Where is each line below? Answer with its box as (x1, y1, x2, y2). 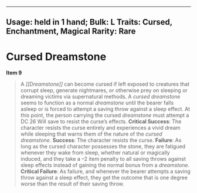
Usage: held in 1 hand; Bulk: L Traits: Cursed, (6, 17, 173, 27)
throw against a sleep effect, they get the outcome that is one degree (20, 174, 188, 181)
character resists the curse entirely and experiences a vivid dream (20, 124, 181, 131)
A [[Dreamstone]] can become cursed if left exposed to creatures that (20, 80, 190, 88)
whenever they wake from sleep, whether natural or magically (20, 149, 170, 156)
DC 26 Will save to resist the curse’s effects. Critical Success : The (20, 118, 182, 125)
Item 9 (6, 69, 22, 76)
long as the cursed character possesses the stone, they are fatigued (20, 143, 186, 150)
